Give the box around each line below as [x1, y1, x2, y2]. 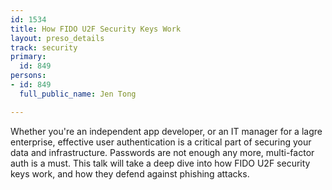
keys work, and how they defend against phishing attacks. [10, 167, 250, 180]
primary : [10, 52, 47, 62]
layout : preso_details [10, 33, 105, 43]
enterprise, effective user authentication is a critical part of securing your [10, 136, 312, 148]
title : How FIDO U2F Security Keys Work [10, 24, 182, 34]
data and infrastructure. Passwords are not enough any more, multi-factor [10, 146, 315, 158]
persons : [10, 71, 47, 81]
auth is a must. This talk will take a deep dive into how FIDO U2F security [10, 157, 311, 169]
